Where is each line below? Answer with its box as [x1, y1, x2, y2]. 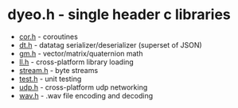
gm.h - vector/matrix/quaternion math [18, 48, 143, 58]
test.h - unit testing [18, 74, 82, 83]
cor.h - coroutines [18, 32, 79, 41]
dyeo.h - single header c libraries [7, 6, 232, 24]
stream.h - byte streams [18, 65, 99, 75]
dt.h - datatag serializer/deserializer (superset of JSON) [18, 40, 202, 49]
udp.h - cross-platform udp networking [18, 82, 148, 92]
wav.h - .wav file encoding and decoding [18, 91, 153, 100]
